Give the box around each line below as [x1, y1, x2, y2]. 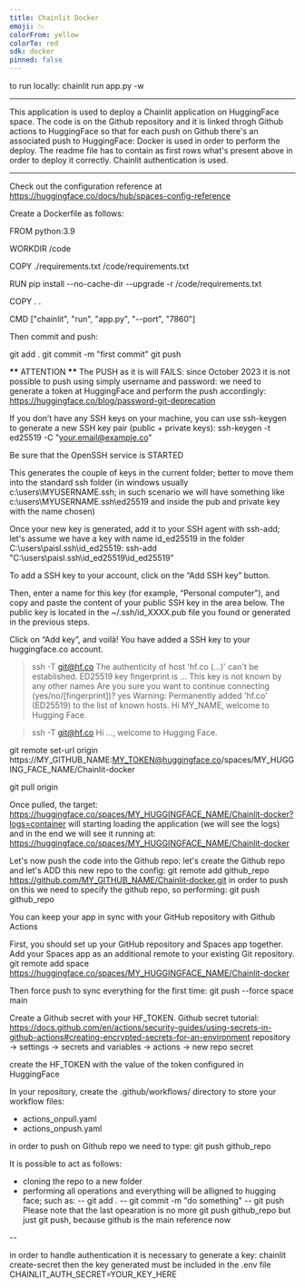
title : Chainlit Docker [9, 13, 100, 23]
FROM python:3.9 [9, 226, 75, 236]
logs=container [9, 819, 66, 829]
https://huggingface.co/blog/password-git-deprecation [9, 396, 216, 406]
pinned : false [9, 55, 64, 64]
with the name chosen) [9, 506, 95, 516]
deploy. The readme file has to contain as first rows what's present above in [9, 145, 293, 155]
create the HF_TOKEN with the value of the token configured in [9, 1059, 244, 1069]
